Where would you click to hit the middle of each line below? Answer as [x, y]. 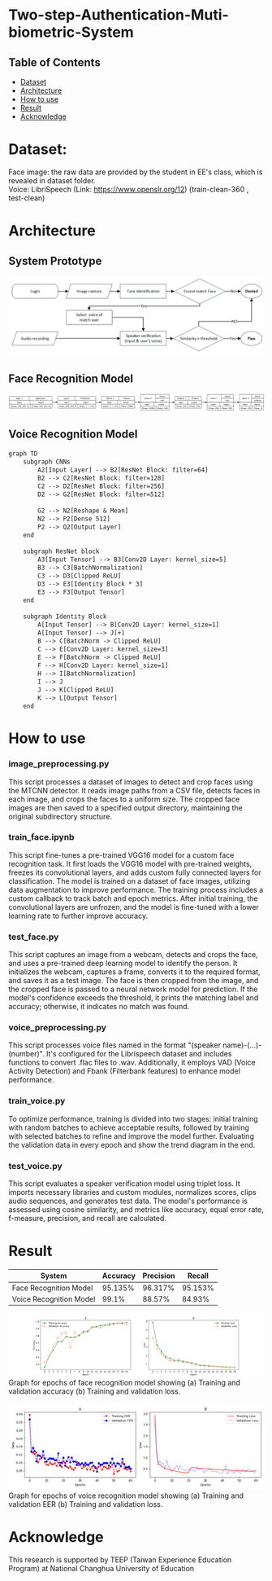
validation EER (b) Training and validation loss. [86, 1504]
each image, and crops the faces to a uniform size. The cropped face [124, 799]
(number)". [26, 1054]
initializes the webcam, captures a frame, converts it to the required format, [134, 972]
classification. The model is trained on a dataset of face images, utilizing [129, 881]
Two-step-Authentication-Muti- [119, 15]
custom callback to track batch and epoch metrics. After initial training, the [133, 898]
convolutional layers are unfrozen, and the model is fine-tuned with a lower [134, 907]
